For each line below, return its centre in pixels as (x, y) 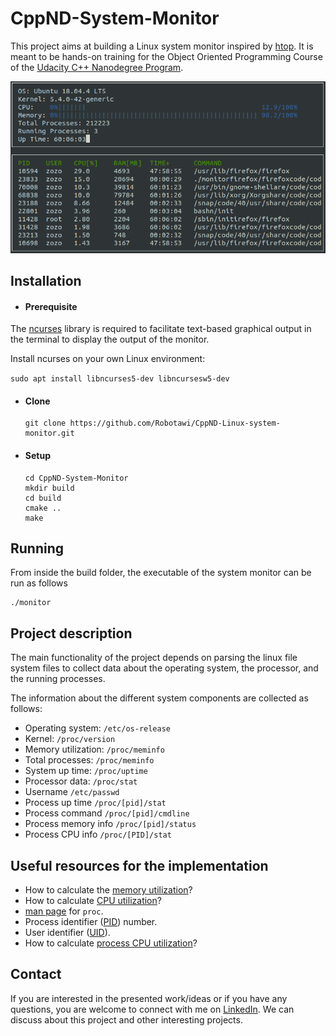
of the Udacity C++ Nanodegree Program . (97, 67)
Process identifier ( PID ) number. (91, 922)
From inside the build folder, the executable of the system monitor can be (161, 573)
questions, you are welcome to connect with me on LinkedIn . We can (152, 1009)
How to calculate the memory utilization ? (108, 890)
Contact (36, 974)
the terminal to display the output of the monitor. (110, 339)
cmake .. (43, 508)
